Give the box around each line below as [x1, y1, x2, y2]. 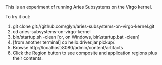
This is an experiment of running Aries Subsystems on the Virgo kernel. [5, 4, 152, 10]
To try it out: [5, 14, 31, 19]
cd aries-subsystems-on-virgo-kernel [12, 29, 91, 34]
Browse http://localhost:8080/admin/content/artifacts [12, 45, 123, 50]
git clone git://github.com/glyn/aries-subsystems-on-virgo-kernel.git [12, 23, 155, 29]
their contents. [12, 55, 43, 61]
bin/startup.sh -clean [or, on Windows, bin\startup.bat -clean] [12, 34, 140, 40]
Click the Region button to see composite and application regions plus [12, 50, 157, 56]
